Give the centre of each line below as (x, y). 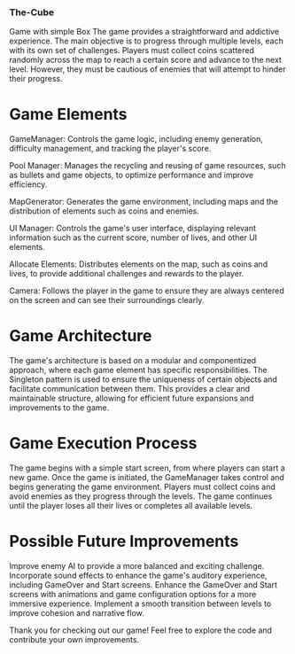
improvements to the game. (59, 408)
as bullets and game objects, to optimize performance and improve (132, 175)
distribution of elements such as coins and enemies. (104, 211)
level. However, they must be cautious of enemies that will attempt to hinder (147, 69)
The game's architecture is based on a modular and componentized (133, 361)
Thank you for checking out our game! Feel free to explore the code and (141, 630)
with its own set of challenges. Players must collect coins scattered (132, 51)
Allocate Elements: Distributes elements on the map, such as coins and (139, 264)
